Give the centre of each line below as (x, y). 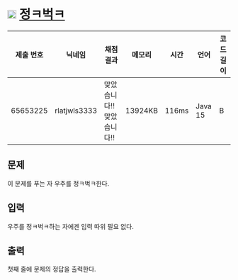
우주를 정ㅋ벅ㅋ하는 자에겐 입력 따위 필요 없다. (71, 226)
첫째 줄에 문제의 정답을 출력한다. (52, 269)
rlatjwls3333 (76, 111)
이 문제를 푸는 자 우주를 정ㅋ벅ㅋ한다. (58, 183)
